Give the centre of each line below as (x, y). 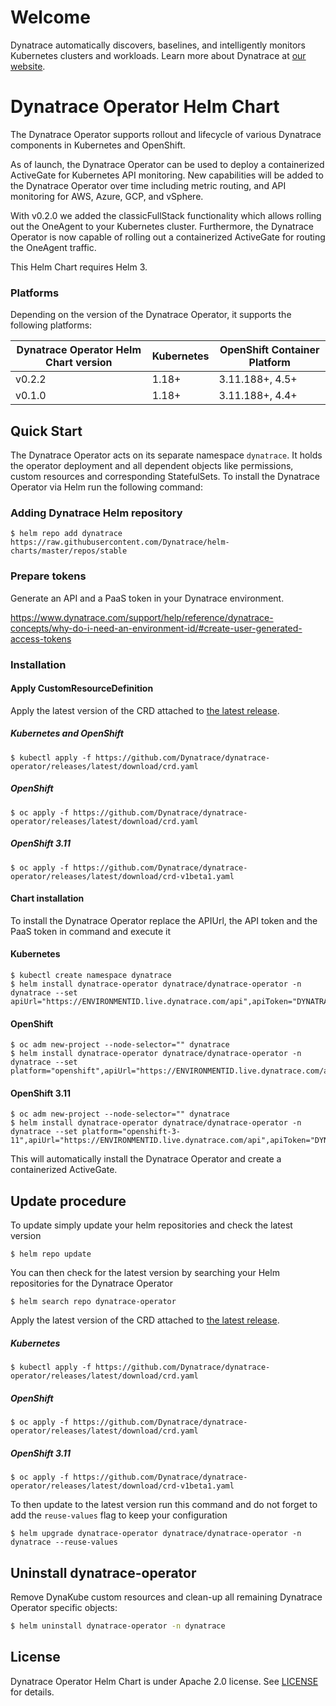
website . (28, 66)
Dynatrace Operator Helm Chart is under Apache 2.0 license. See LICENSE (164, 1681)
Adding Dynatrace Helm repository (96, 513)
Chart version (79, 363)
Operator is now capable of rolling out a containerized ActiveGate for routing (168, 237)
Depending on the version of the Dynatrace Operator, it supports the (151, 315)
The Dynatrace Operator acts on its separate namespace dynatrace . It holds (166, 455)
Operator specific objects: (64, 1607)
